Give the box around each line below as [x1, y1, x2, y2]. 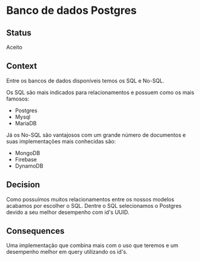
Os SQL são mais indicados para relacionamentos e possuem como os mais [6, 89, 195, 96]
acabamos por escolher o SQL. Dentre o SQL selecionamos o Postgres [6, 202, 182, 209]
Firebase [14, 156, 37, 163]
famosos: [6, 95, 30, 102]
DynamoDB [14, 162, 43, 169]
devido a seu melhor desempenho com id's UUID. [6, 209, 130, 216]
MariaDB [14, 119, 37, 127]
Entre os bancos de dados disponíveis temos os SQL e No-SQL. [6, 77, 164, 84]
